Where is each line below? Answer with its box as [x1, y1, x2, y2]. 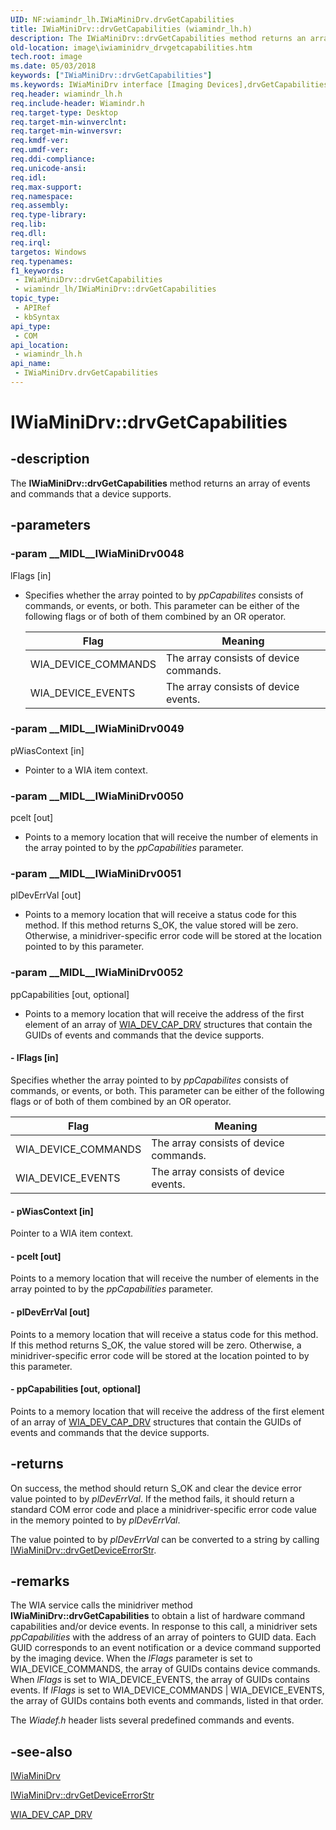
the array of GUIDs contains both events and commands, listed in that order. [10, 1695, 324, 1707]
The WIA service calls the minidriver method [10, 1599, 193, 1611]
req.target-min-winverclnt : [10, 117, 128, 127]
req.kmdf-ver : [10, 136, 70, 146]
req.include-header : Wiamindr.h [10, 98, 145, 108]
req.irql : [10, 237, 52, 248]
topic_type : [10, 294, 60, 304]
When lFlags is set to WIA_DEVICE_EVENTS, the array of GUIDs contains [10, 1674, 310, 1686]
